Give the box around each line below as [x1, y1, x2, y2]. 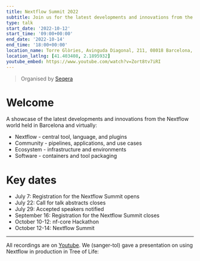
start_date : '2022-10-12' [6, 25, 70, 32]
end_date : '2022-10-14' [6, 36, 65, 42]
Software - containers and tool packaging [14, 153, 117, 160]
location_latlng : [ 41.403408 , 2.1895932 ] [6, 53, 111, 59]
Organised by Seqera [20, 75, 73, 82]
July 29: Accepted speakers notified [14, 206, 104, 213]
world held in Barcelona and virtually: [6, 122, 97, 129]
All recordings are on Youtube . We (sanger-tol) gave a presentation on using [6, 242, 193, 249]
